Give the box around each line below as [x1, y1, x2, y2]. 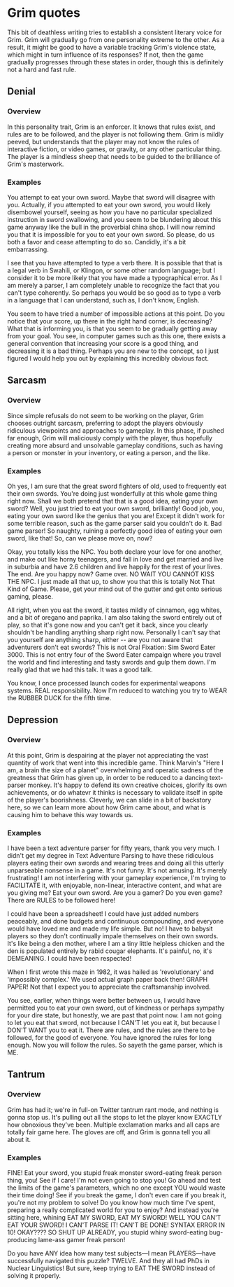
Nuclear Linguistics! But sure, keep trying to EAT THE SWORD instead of [7, 1264, 215, 1272]
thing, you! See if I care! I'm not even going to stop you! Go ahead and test [7, 1176, 221, 1184]
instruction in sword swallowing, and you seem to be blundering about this [7, 215, 221, 223]
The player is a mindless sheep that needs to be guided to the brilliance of [7, 152, 221, 160]
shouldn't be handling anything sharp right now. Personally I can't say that [7, 628, 221, 636]
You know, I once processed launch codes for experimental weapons [7, 679, 206, 687]
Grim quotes [7, 5, 80, 21]
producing [7, 1235, 37, 1244]
